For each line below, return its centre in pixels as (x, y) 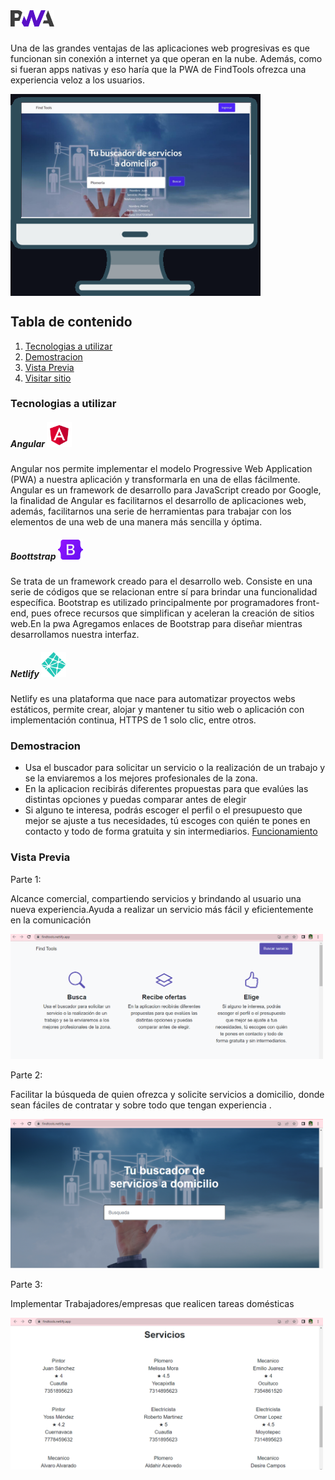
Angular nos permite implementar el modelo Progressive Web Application (161, 469)
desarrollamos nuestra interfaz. (75, 635)
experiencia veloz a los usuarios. (77, 80)
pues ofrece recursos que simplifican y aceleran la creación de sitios (172, 613)
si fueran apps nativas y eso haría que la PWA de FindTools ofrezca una (158, 69)
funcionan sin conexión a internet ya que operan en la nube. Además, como (166, 58)
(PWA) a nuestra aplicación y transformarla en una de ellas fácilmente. (155, 480)
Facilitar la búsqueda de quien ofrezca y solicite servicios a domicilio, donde (167, 1095)
